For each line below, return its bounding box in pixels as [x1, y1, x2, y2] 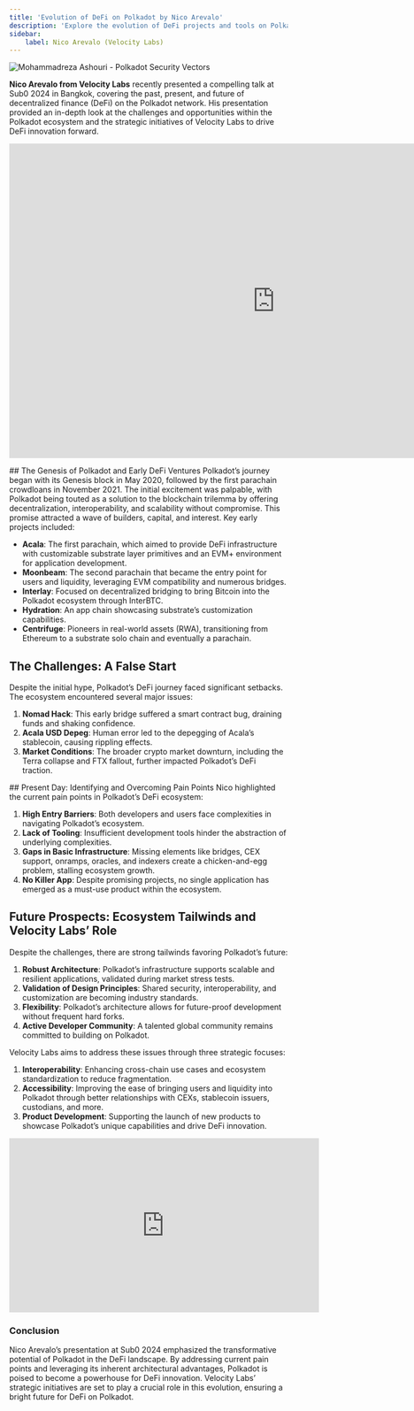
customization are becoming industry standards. [21, 992, 199, 1002]
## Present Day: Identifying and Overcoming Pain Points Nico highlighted [9, 782, 276, 793]
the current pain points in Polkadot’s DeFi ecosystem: [9, 792, 203, 802]
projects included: [9, 522, 75, 533]
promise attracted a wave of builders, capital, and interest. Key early [9, 512, 258, 523]
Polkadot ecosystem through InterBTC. [21, 595, 164, 606]
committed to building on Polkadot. [21, 1030, 150, 1040]
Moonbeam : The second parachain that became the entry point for [21, 567, 267, 578]
